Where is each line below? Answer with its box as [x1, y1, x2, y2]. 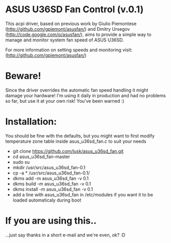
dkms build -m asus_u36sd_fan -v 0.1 [12, 181, 91, 187]
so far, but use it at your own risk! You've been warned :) [5, 98, 125, 104]
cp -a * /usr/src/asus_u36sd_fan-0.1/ [12, 170, 90, 176]
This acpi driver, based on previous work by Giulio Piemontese [5, 20, 137, 27]
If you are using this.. [5, 215, 97, 226]
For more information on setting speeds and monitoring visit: [5, 47, 133, 53]
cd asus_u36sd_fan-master [12, 153, 70, 160]
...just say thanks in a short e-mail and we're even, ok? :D [5, 232, 126, 238]
